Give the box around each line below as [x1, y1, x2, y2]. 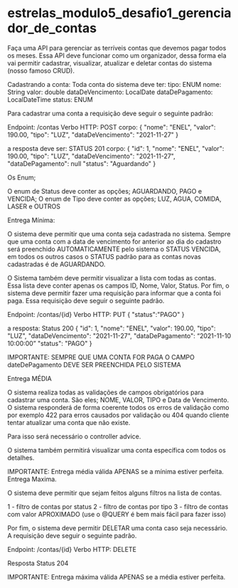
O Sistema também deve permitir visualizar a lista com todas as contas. [7, 273, 217, 282]
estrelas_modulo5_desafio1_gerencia [7, 5, 232, 21]
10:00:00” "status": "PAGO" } [7, 339, 92, 347]
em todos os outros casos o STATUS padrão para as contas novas [7, 252, 201, 261]
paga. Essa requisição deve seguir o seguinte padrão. [7, 296, 165, 305]
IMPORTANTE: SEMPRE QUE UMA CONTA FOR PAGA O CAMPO [7, 352, 195, 361]
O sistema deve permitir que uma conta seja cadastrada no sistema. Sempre [7, 229, 231, 238]
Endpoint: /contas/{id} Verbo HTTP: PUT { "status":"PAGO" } [7, 310, 185, 318]
